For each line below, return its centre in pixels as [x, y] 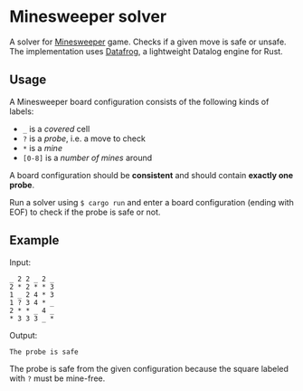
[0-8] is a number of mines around [87, 157]
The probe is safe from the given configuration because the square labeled [149, 368]
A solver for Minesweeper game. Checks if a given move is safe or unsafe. [148, 42]
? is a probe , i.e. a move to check [84, 138]
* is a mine [43, 148]
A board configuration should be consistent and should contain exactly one [151, 175]
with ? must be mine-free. [57, 378]
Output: [24, 335]
